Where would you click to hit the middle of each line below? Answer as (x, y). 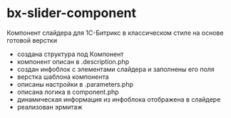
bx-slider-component (72, 13)
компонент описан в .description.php (73, 61)
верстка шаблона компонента (63, 77)
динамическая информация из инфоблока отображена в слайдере (119, 99)
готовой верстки (32, 40)
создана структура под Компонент (70, 54)
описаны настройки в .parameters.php (75, 84)
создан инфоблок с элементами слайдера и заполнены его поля (115, 69)
